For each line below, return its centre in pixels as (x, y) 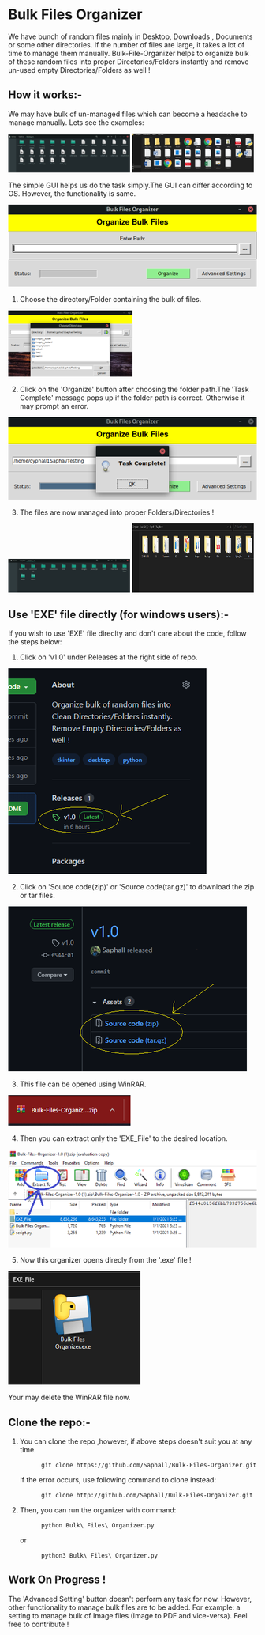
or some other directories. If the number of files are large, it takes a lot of (127, 44)
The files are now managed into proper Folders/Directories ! (117, 512)
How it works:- (45, 95)
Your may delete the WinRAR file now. (69, 1398)
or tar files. (37, 896)
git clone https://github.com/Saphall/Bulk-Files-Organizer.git (149, 1465)
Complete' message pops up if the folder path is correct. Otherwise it (132, 398)
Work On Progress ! (57, 1580)
